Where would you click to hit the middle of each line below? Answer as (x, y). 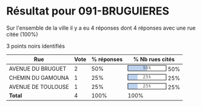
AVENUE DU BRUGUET (38, 68)
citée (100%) (22, 34)
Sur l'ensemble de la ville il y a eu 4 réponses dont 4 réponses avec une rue (101, 28)
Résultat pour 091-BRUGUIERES (88, 11)
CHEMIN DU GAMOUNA (39, 77)
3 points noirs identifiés (36, 46)
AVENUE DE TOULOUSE (39, 87)
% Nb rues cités (154, 59)
